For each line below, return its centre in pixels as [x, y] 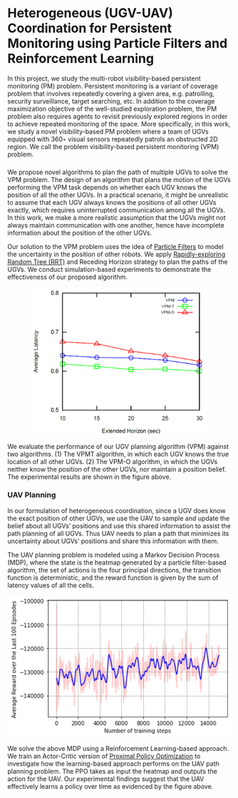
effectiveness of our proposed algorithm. [68, 277]
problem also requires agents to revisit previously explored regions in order [118, 116]
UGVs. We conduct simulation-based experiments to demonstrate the [109, 269]
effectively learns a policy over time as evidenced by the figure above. [110, 787]
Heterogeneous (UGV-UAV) [90, 13]
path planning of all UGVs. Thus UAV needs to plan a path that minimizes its [118, 533]
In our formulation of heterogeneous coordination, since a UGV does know [117, 510]
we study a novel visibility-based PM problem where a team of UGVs [108, 131]
